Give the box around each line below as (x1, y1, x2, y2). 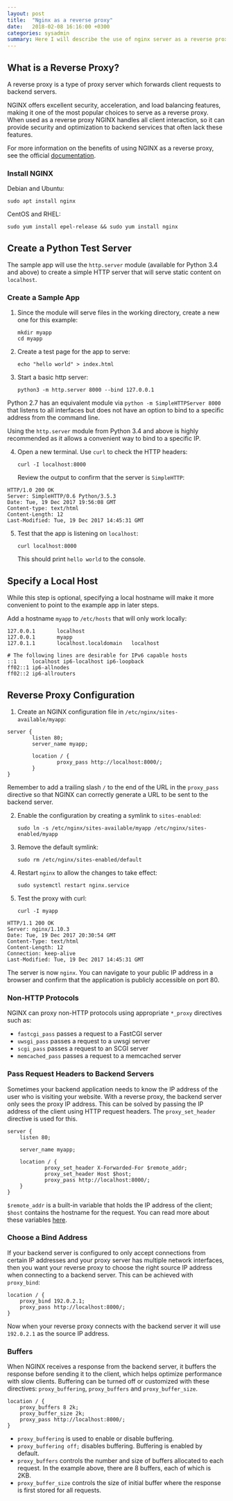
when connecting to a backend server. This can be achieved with (7, 1271, 193, 1279)
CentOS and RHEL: (7, 210, 61, 219)
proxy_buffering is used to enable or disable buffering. (17, 1434, 175, 1443)
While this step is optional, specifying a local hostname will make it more (7, 594, 214, 602)
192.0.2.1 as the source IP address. (7, 1329, 110, 1337)
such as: (7, 1016, 32, 1025)
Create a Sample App (7, 292, 80, 302)
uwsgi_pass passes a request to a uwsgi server (17, 1037, 150, 1046)
